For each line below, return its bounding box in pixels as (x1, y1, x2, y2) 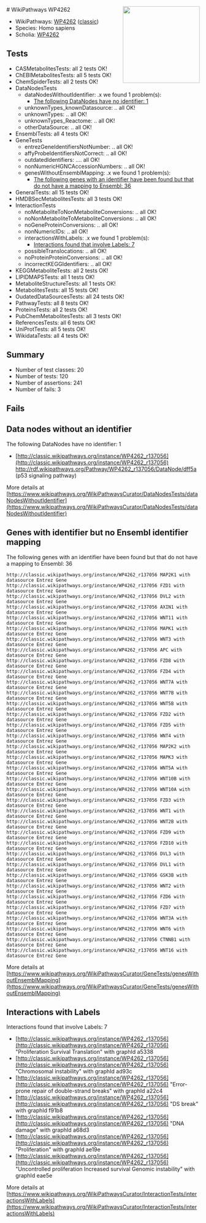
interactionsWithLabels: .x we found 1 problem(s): (24, 234, 150, 242)
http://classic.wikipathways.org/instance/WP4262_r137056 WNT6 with (6, 926, 185, 932)
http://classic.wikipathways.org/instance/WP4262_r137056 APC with (6, 647, 183, 653)
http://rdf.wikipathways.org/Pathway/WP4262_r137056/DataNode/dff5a (15, 465, 197, 473)
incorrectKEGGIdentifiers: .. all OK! (24, 260, 112, 267)
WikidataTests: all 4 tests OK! (15, 332, 89, 339)
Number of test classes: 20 (15, 366, 84, 373)
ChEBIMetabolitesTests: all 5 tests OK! (15, 71, 112, 78)
